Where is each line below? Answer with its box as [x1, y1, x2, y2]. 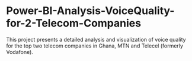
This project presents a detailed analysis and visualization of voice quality [6, 36, 186, 43]
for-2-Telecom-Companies [6, 16, 141, 30]
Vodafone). [6, 48, 34, 55]
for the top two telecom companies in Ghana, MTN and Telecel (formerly [6, 42, 184, 49]
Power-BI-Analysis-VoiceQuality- [6, 4, 175, 18]
